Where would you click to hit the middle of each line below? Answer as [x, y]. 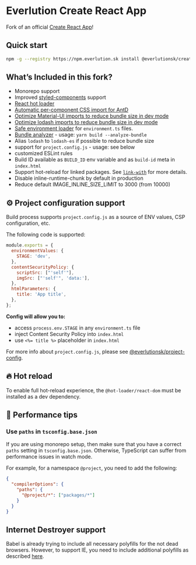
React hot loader [34, 104]
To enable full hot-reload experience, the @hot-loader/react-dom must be [94, 390]
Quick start [27, 45]
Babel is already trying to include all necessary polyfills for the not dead [92, 544]
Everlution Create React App [76, 11]
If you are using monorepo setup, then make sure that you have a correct [94, 444]
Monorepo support [37, 91]
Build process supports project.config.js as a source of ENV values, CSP [96, 217]
